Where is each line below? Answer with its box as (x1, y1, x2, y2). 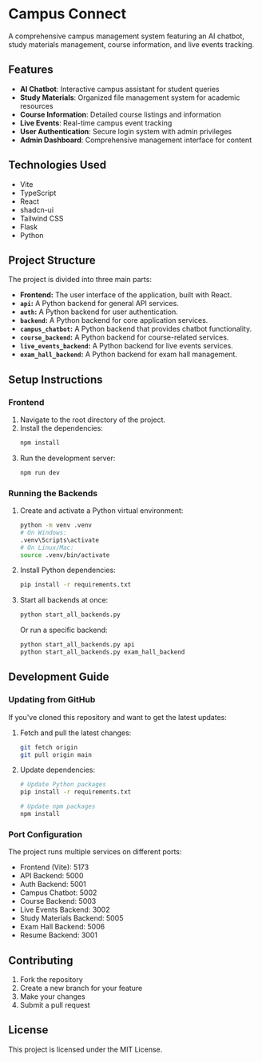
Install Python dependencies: (19, 565, 116, 575)
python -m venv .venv (19, 521, 92, 530)
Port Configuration (8, 829, 82, 840)
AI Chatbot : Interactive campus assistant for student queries (19, 84, 220, 93)
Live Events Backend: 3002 (19, 905, 110, 915)
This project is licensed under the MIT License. (8, 1044, 163, 1054)
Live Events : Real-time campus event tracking (19, 117, 173, 128)
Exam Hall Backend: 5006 (19, 922, 105, 932)
